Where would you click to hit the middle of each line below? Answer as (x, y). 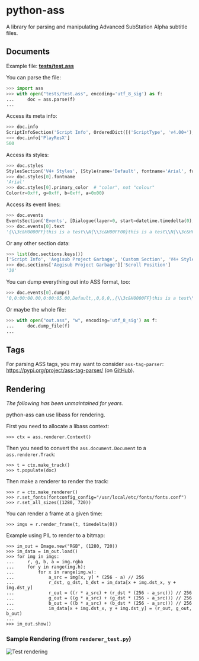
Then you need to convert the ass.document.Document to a (76, 448)
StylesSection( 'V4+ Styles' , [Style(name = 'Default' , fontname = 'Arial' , (96, 171)
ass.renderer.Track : (31, 454)
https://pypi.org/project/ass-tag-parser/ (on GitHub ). (70, 370)
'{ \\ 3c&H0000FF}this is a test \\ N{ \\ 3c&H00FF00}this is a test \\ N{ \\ (94, 232)
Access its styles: (28, 155)
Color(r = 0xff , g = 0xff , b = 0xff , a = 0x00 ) (55, 193)
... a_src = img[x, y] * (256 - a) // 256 (75, 577)
